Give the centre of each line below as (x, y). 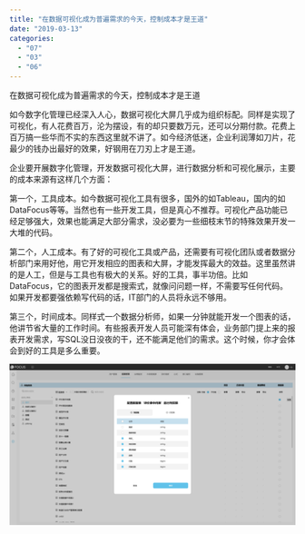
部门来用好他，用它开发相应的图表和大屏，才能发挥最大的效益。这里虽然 (152, 263)
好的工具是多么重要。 (65, 351)
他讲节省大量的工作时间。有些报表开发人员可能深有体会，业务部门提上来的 (148, 328)
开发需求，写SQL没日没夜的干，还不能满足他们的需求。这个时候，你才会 (152, 339)
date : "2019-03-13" (46, 29)
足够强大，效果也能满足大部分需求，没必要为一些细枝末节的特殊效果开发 (152, 221)
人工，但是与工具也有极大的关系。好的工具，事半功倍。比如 (136, 274)
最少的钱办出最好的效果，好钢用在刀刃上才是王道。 (105, 148)
